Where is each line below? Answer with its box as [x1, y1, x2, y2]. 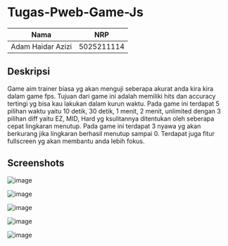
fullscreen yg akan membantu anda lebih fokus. [7, 137, 146, 145]
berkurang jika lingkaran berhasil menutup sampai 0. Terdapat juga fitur [7, 129, 215, 137]
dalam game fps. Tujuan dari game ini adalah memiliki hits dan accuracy [7, 92, 216, 100]
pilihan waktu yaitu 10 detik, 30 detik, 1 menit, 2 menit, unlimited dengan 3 [7, 106, 222, 115]
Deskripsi [7, 66, 51, 78]
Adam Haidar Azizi [11, 42, 72, 51]
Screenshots [7, 157, 65, 169]
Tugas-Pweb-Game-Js [7, 4, 144, 20]
